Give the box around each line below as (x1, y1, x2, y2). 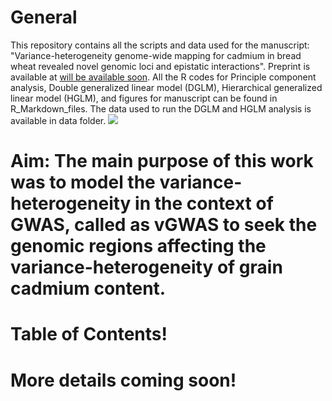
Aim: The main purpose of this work (10, 150, 314, 173)
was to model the (10, 171, 156, 194)
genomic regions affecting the (10, 235, 267, 258)
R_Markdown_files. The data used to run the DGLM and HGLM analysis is (10, 102, 312, 115)
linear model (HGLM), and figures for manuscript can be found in (10, 92, 278, 104)
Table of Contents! (10, 323, 168, 346)
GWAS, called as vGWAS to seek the (10, 214, 318, 236)
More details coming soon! (10, 369, 237, 391)
